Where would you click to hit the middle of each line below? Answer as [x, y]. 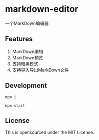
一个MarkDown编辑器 [27, 23]
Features [19, 39]
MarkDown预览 [27, 57]
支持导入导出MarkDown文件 [40, 70]
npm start [15, 106]
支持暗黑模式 [25, 64]
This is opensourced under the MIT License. [50, 132]
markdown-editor [42, 9]
